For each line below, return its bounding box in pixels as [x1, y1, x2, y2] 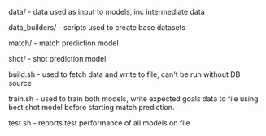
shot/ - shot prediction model [8, 54, 107, 63]
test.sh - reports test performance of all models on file [8, 118, 190, 128]
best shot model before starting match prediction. [8, 103, 175, 112]
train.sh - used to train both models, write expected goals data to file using [8, 94, 259, 104]
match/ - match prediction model [8, 38, 120, 48]
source [8, 79, 33, 87]
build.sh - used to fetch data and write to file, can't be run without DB [8, 70, 241, 79]
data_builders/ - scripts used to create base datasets [8, 23, 185, 32]
